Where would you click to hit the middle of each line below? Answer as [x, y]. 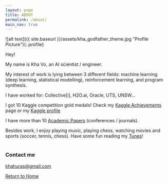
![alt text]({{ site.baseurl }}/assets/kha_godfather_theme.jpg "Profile [77, 39]
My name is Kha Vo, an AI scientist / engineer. [54, 64]
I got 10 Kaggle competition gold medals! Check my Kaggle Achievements [83, 105]
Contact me [20, 155]
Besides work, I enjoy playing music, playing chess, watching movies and [83, 131]
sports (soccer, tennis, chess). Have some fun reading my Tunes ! [74, 136]
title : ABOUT [19, 15]
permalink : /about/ [26, 20]
